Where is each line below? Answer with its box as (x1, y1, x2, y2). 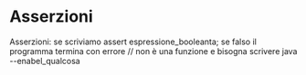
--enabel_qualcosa (9, 55, 80, 66)
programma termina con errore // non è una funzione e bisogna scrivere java (9, 45, 298, 56)
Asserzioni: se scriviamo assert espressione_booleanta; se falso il (9, 36, 258, 47)
